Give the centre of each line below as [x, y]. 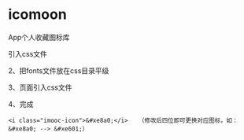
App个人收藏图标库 [39, 37]
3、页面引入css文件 [40, 87]
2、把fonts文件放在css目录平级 [59, 70]
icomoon [37, 15]
